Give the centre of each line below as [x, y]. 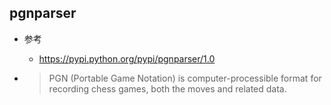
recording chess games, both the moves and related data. [167, 88]
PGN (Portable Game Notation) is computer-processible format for [185, 78]
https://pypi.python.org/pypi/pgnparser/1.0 [127, 58]
